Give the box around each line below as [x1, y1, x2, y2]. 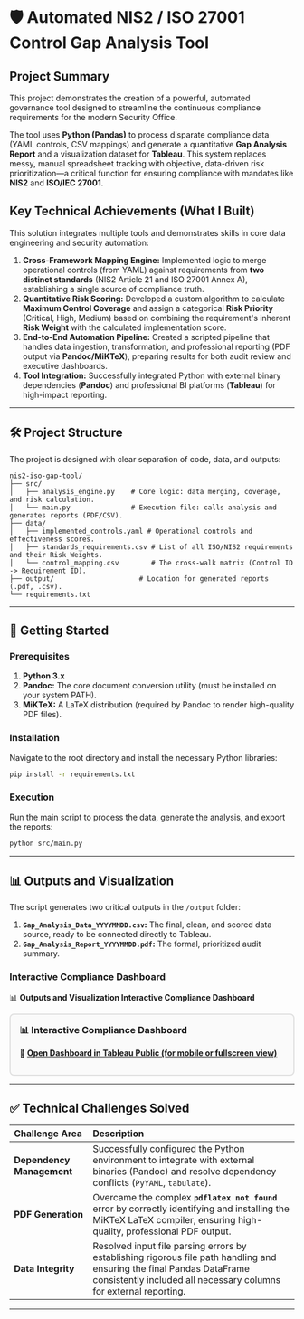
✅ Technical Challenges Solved [9, 1100, 190, 1115]
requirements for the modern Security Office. [9, 112, 178, 122]
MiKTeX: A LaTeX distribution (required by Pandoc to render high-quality [22, 699, 295, 710]
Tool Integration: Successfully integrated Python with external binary [22, 370, 281, 381]
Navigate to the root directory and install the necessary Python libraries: [9, 752, 278, 763]
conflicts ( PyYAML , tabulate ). [92, 1176, 212, 1189]
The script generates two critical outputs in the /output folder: [9, 902, 242, 913]
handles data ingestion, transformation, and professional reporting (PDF [22, 341, 291, 352]
